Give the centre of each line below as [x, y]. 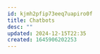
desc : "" [20, 27]
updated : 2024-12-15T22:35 [47, 33]
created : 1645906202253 [42, 40]
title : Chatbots [31, 20]
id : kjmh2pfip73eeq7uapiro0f [50, 14]
